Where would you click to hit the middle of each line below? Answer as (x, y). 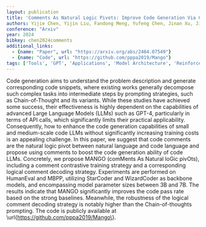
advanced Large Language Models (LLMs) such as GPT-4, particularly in (98, 113)
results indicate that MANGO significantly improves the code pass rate (95, 191)
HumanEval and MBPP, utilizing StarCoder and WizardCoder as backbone (99, 178)
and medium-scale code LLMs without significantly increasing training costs (103, 133)
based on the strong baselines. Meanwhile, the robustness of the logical (97, 198)
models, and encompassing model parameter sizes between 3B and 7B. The (103, 185)
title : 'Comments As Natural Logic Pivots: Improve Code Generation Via (101, 18)
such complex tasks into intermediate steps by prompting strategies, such (100, 94)
